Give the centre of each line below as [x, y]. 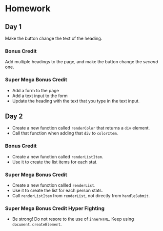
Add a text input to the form [40, 96]
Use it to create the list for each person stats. [58, 190]
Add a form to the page [36, 90]
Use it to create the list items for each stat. [55, 162]
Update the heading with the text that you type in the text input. [76, 101]
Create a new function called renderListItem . [58, 156]
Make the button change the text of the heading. [54, 38]
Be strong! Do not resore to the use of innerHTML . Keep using [73, 219]
